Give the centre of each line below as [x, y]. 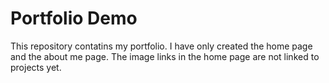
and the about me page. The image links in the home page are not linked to [165, 56]
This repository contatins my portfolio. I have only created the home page [161, 46]
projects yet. [36, 67]
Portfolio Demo [74, 18]
